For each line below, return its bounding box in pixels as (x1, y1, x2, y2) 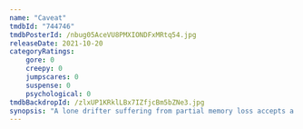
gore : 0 (25, 55, 54, 64)
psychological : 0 (25, 89, 92, 98)
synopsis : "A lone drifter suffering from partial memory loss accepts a (9, 106, 295, 115)
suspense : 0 (25, 81, 71, 90)
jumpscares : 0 (25, 73, 79, 82)
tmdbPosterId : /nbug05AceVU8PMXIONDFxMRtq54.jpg (9, 30, 197, 39)
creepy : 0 (25, 64, 64, 74)
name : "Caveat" (9, 13, 67, 23)
